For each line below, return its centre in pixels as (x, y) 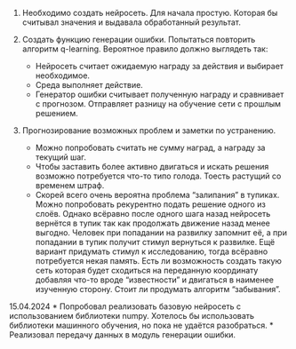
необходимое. (63, 75)
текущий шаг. (61, 157)
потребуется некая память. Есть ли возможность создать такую (159, 261)
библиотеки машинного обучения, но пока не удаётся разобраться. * (141, 325)
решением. (56, 113)
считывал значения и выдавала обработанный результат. (132, 22)
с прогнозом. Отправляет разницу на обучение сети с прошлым (158, 104)
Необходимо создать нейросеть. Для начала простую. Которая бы (150, 13)
